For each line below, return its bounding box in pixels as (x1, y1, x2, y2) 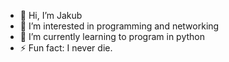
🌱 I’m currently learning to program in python (19, 31, 206, 42)
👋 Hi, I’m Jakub (19, 10, 83, 21)
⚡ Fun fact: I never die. (19, 42, 113, 54)
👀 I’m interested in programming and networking (19, 20, 220, 32)
